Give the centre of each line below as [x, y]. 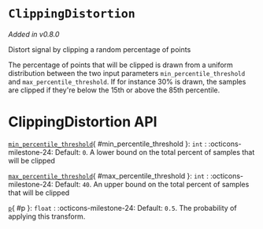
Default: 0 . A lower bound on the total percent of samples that [155, 152]
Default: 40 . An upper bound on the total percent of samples [152, 184]
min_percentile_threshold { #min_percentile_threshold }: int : [107, 144]
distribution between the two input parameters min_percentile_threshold [127, 73]
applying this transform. [47, 216]
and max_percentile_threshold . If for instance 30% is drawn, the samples [127, 81]
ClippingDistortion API [83, 122]
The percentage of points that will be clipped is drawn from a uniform [121, 65]
